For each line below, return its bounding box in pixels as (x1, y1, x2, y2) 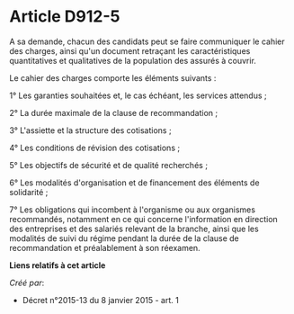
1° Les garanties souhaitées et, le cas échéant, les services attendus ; (9, 90, 267, 101)
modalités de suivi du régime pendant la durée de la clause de (9, 232, 240, 244)
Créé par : (9, 277, 45, 288)
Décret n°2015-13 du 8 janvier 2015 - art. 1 (22, 294, 180, 305)
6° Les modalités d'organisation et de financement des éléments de (9, 177, 260, 188)
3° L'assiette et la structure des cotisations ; (9, 124, 173, 136)
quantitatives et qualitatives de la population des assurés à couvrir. (9, 55, 256, 66)
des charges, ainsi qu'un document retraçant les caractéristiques (9, 45, 251, 56)
